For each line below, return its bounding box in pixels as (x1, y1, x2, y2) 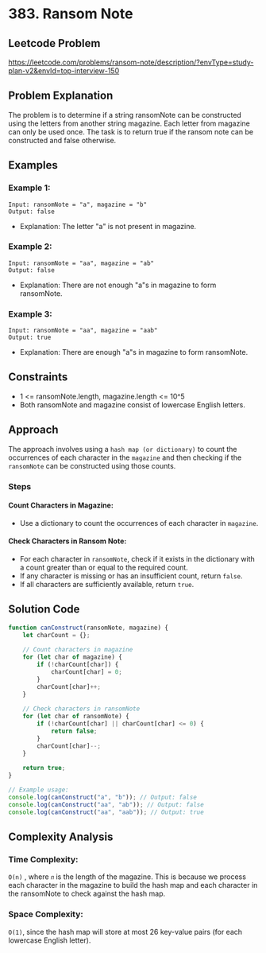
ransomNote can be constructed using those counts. (8, 461, 176, 470)
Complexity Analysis (8, 830, 114, 844)
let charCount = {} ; (22, 631, 91, 639)
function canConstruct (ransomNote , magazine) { (8, 624, 169, 632)
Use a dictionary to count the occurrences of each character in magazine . (19, 518, 259, 527)
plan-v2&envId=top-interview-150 (8, 66, 120, 76)
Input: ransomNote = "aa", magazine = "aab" (8, 327, 158, 335)
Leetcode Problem (8, 37, 101, 50)
